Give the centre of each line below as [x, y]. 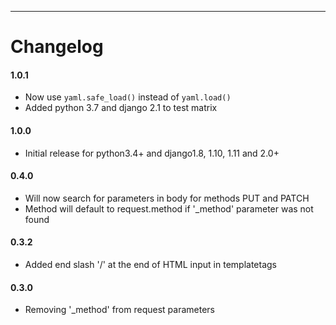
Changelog [57, 47]
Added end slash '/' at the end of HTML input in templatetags [150, 264]
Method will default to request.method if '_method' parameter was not [169, 208]
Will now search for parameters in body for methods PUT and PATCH [167, 198]
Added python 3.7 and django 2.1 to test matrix [121, 108]
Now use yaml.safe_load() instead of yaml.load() [128, 97]
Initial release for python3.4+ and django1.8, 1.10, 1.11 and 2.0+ [152, 153]
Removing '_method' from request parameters [119, 310]
